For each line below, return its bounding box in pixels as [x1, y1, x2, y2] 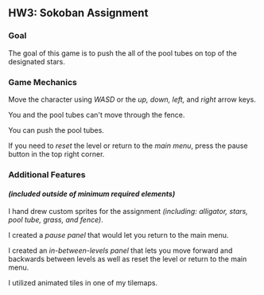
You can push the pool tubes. [8, 125, 105, 134]
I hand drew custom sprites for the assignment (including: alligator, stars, [8, 207, 248, 216]
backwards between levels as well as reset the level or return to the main [8, 254, 247, 264]
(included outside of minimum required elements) [8, 188, 176, 198]
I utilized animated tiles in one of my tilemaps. [8, 278, 157, 288]
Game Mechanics [8, 76, 78, 87]
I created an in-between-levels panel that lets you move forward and [8, 246, 233, 255]
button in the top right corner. [8, 149, 105, 158]
